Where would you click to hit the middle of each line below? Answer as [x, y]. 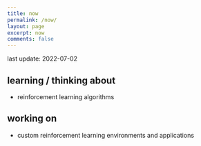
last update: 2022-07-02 [42, 59]
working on [32, 119]
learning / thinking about [61, 80]
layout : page [26, 26]
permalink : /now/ [32, 20]
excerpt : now [26, 33]
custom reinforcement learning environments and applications [106, 135]
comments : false [30, 39]
